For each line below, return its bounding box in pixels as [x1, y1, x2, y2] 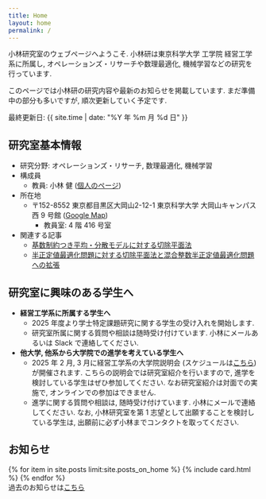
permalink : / [8, 26, 52, 34]
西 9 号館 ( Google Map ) [31, 211, 109, 220]
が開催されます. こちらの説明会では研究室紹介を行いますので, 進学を [31, 368, 256, 377]
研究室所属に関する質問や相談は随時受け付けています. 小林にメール [31, 328, 252, 338]
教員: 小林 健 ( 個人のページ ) [31, 180, 121, 191]
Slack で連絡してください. [54, 338, 139, 347]
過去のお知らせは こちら [8, 482, 85, 492]
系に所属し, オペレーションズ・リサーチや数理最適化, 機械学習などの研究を [8, 59, 253, 68]
